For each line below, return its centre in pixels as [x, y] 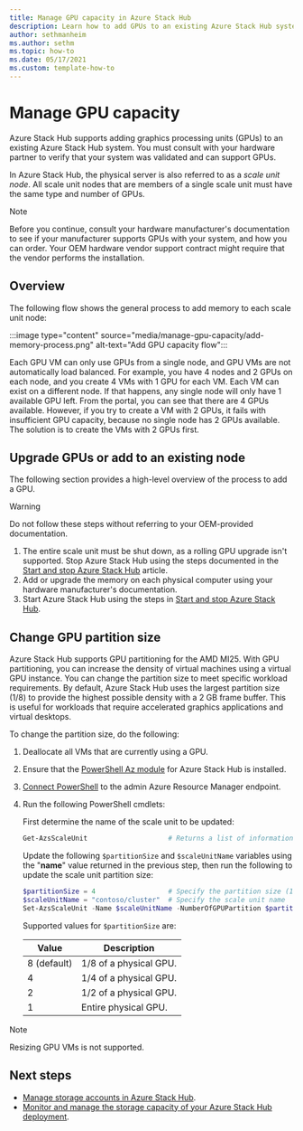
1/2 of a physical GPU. [129, 993]
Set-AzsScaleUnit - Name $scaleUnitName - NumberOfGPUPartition [142, 908]
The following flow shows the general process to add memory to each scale [150, 307]
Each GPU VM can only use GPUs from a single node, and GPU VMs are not [150, 362]
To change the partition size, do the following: [95, 734]
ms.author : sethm [42, 43]
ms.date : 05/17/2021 [48, 60]
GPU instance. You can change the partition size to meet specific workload [149, 678]
